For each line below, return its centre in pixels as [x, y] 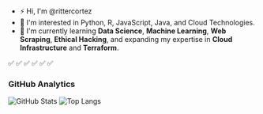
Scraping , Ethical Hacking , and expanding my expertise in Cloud [126, 39]
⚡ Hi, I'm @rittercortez [56, 11]
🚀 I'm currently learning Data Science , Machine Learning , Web [123, 31]
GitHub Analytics [42, 84]
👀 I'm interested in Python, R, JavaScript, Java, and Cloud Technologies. [137, 23]
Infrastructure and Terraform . [69, 47]
